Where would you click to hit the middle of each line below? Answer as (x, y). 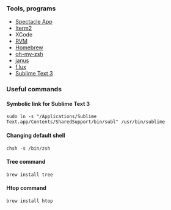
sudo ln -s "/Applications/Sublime (52, 117)
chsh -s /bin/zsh (28, 148)
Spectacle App (34, 22)
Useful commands (34, 89)
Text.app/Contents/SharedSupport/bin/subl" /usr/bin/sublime (86, 122)
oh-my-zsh (29, 54)
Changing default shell (36, 136)
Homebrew (29, 47)
